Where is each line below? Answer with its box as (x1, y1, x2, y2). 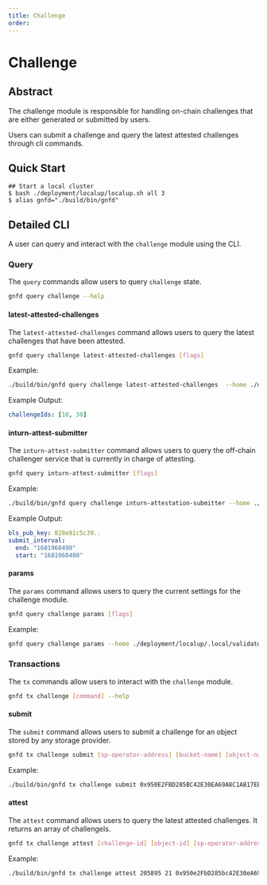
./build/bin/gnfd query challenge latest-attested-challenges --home (8, 381, 247, 389)
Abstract (8, 85, 53, 99)
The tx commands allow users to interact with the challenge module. (8, 676, 234, 686)
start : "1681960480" (15, 551, 83, 559)
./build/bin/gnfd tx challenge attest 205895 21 (8, 869, 172, 877)
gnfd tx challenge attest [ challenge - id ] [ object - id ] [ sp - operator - (8, 839, 240, 848)
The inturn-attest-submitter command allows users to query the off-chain (8, 446, 256, 455)
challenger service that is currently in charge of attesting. (8, 454, 196, 464)
